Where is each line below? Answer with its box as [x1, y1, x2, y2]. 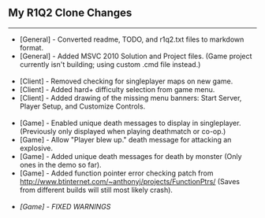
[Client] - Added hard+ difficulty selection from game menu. [19, 84, 215, 94]
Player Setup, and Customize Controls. [19, 102, 146, 111]
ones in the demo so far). [19, 160, 102, 169]
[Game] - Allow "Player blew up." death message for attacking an [19, 135, 232, 144]
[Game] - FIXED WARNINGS [19, 201, 111, 211]
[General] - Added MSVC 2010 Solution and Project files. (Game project [19, 51, 252, 61]
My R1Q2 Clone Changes [8, 6, 132, 20]
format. [19, 42, 44, 52]
